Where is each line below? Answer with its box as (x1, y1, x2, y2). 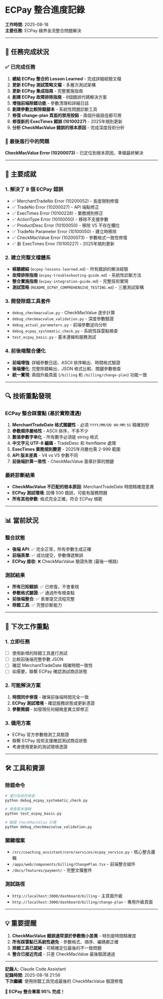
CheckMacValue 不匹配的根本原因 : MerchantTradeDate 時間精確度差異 (12, 484, 154, 490)
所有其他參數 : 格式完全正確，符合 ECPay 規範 (12, 496, 103, 502)
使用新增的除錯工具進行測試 (12, 650, 68, 656)
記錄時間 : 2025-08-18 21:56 (5, 972, 61, 978)
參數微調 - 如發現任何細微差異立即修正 (12, 706, 89, 712)
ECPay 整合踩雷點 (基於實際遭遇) (5, 410, 81, 417)
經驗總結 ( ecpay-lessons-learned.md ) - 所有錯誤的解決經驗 (12, 266, 129, 272)
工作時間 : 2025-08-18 (5, 21, 49, 27)
